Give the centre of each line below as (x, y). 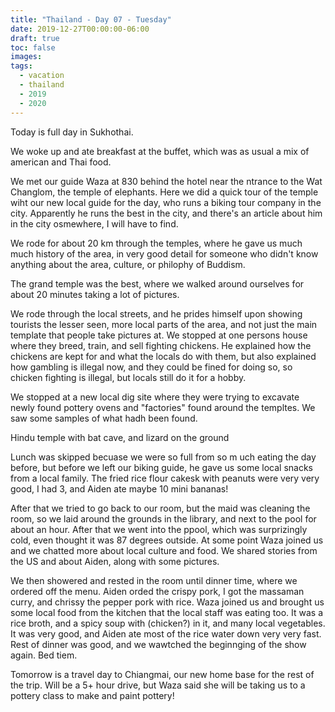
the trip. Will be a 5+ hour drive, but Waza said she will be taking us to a (158, 685)
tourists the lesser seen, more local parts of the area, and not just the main (164, 324)
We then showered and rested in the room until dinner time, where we (154, 580)
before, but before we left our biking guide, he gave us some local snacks (161, 467)
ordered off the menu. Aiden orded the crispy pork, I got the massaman (157, 591)
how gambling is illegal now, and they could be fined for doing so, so (151, 367)
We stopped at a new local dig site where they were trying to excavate (155, 397)
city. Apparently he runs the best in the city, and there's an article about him (166, 213)
